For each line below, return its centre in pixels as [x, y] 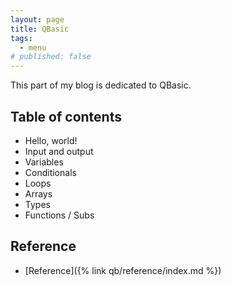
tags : [21, 38]
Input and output [59, 151]
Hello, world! [51, 140]
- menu [33, 47]
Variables [44, 162]
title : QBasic [40, 29]
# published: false [51, 57]
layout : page [37, 19]
